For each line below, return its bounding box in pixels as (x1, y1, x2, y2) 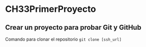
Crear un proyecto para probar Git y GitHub (5, 23, 142, 32)
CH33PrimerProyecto (5, 3, 96, 15)
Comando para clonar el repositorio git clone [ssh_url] (5, 36, 122, 42)
